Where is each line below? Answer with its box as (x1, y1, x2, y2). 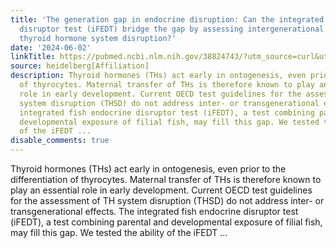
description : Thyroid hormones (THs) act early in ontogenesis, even (10, 71, 307, 81)
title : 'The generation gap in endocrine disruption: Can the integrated (10, 14, 325, 25)
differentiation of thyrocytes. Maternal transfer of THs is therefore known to (10, 174, 322, 185)
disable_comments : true (10, 136, 110, 146)
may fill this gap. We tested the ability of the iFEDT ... (10, 227, 228, 238)
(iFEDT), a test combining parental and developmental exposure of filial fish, (10, 216, 323, 228)
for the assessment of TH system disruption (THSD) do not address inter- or (10, 195, 325, 206)
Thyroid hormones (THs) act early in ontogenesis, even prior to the (10, 163, 287, 175)
